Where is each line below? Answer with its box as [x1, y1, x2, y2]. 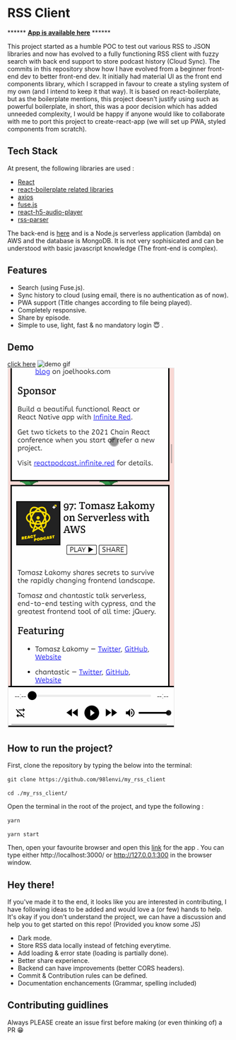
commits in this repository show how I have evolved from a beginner [7, 64, 206, 73]
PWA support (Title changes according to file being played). [17, 298, 192, 307]
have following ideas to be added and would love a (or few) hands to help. [7, 905, 223, 913]
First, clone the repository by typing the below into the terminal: [7, 761, 192, 770]
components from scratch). [7, 124, 87, 133]
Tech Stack [7, 145, 58, 157]
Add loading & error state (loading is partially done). [17, 949, 169, 957]
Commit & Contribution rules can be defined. [17, 971, 148, 980]
